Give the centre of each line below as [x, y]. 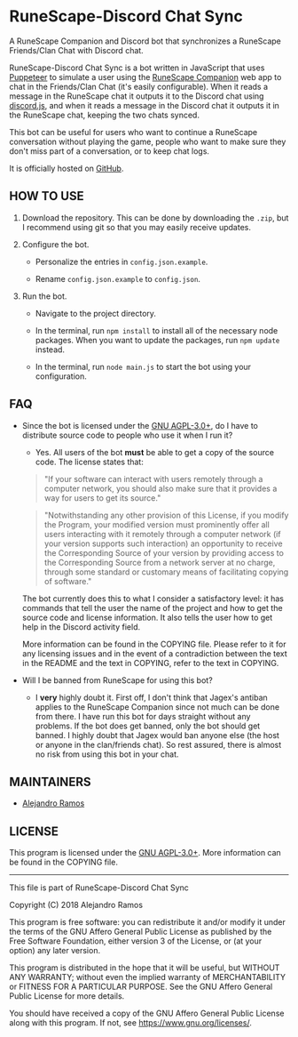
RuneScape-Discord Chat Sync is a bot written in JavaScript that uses [137, 68]
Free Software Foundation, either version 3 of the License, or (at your [136, 941]
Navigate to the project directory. [96, 313]
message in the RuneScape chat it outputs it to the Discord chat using [137, 96]
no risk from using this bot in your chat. [107, 754]
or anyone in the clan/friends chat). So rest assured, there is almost [158, 744]
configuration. [61, 376]
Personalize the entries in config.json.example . [122, 261]
